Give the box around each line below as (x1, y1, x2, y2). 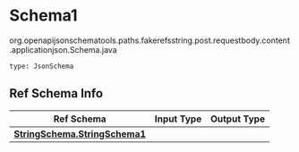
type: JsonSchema (9, 62, 74, 71)
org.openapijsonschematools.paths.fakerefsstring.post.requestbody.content (9, 35, 291, 46)
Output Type (209, 113, 266, 125)
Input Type (154, 113, 202, 125)
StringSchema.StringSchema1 (13, 127, 146, 139)
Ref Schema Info (9, 86, 104, 101)
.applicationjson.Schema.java (9, 44, 118, 55)
